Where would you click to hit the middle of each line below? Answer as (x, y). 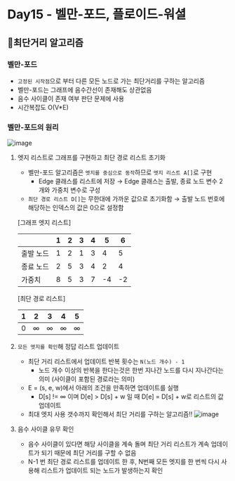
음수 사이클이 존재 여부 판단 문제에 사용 (71, 98)
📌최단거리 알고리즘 (46, 43)
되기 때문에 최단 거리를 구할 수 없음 (89, 453)
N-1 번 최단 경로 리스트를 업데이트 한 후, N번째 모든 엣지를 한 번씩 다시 (123, 462)
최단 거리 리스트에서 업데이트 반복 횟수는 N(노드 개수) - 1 (106, 361)
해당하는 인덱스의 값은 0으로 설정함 (76, 207)
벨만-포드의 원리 (33, 127)
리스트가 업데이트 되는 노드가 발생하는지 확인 (102, 470)
